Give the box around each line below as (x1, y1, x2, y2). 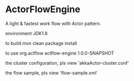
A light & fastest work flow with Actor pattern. (5, 20, 101, 26)
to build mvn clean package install (5, 40, 77, 46)
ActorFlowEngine (5, 4, 81, 15)
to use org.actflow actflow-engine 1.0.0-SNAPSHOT (5, 50, 114, 56)
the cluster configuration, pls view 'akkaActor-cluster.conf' (5, 60, 129, 66)
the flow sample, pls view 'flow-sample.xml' (5, 70, 98, 76)
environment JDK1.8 (5, 30, 48, 36)
